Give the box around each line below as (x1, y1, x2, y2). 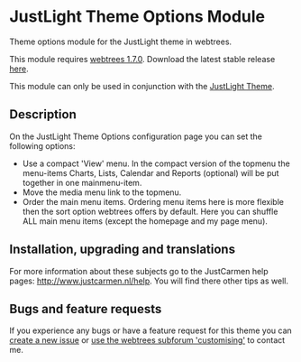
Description (9, 107, 77, 123)
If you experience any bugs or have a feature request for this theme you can (9, 325, 293, 336)
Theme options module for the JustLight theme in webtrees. (9, 36, 233, 47)
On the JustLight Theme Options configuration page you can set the (9, 131, 263, 142)
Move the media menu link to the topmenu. (22, 187, 182, 198)
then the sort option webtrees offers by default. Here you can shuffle (22, 206, 278, 217)
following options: (9, 140, 76, 151)
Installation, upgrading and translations (9, 242, 236, 257)
